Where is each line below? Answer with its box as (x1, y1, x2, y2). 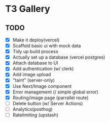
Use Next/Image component (12, 83, 72, 89)
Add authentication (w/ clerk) (12, 66, 74, 72)
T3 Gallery (5, 3, 51, 15)
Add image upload (12, 71, 51, 78)
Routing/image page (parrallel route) (12, 94, 89, 101)
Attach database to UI (12, 60, 58, 66)
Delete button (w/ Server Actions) (12, 100, 83, 106)
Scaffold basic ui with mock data (12, 43, 81, 49)
